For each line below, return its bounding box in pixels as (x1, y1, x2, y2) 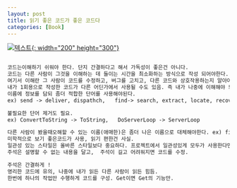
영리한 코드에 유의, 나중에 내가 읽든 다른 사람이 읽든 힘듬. (7, 168, 159, 175)
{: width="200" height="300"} (31, 44, 120, 52)
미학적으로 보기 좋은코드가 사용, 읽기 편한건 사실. (7, 136, 134, 143)
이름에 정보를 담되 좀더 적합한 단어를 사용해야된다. (7, 90, 136, 98)
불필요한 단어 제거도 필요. (7, 110, 73, 117)
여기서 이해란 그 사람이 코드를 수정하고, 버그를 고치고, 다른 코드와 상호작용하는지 (7, 77, 214, 85)
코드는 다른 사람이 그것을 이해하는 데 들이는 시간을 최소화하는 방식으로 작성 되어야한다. (7, 71, 229, 78)
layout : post (7, 10, 46, 18)
